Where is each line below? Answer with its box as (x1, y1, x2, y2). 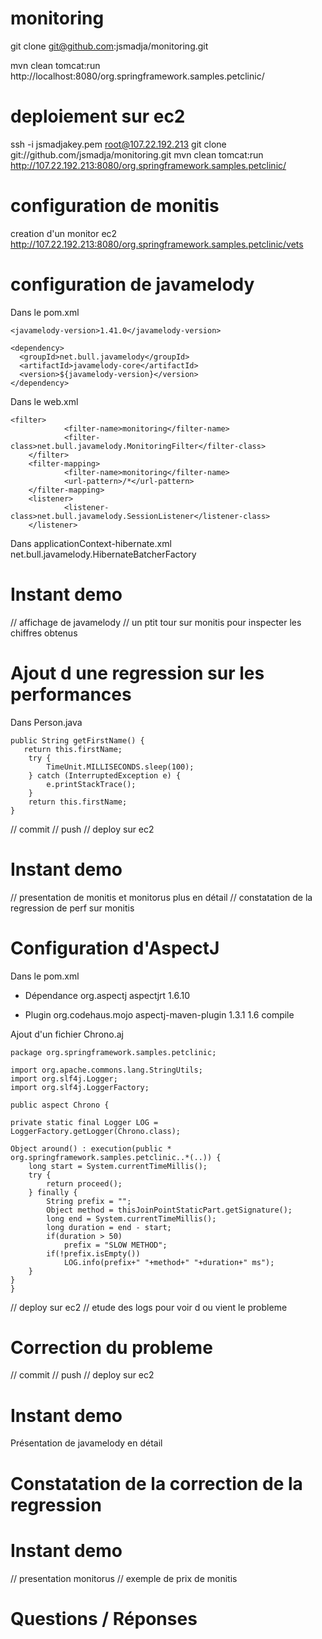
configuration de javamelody (10, 273, 255, 296)
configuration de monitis (10, 195, 220, 217)
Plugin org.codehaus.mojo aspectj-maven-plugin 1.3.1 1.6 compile (24, 1008, 295, 1021)
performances (10, 683, 132, 706)
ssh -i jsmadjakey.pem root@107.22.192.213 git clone (10, 138, 227, 150)
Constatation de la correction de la (10, 1472, 303, 1495)
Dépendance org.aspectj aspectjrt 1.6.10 (24, 989, 191, 1001)
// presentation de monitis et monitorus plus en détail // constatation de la (10, 891, 313, 903)
